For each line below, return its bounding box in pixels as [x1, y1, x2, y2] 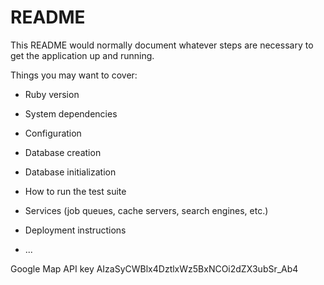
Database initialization [24, 166, 117, 178]
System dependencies [24, 107, 118, 120]
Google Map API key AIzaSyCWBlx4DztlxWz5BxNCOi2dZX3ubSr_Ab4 [10, 262, 299, 275]
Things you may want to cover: [10, 69, 138, 81]
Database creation [24, 146, 102, 158]
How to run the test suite [24, 185, 127, 197]
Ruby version [24, 88, 80, 100]
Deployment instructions [24, 224, 127, 236]
